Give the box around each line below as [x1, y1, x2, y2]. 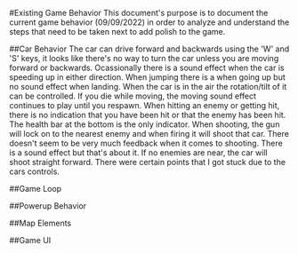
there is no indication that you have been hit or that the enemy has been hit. [9, 110, 286, 120]
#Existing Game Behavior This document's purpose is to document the [9, 8, 269, 18]
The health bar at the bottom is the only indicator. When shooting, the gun [9, 119, 280, 130]
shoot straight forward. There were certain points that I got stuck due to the [9, 157, 286, 167]
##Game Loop [9, 184, 62, 194]
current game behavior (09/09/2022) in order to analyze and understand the [9, 17, 290, 28]
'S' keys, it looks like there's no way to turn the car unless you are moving [9, 53, 279, 63]
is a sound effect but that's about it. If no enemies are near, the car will [9, 147, 269, 158]
